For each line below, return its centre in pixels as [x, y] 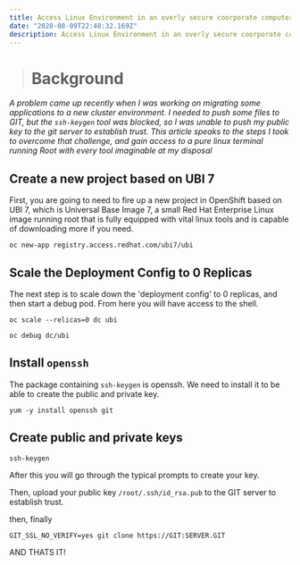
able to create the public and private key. [84, 393]
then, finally [31, 519]
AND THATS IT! [37, 552]
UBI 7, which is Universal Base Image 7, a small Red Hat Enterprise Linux [142, 210]
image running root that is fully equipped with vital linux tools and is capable [149, 219]
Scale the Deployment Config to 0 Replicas [131, 272]
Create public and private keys [96, 438]
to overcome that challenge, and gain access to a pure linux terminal [136, 141]
